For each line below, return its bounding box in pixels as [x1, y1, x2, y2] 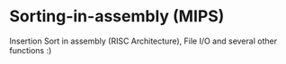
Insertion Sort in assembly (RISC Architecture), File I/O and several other [9, 36, 277, 46]
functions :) [9, 44, 52, 55]
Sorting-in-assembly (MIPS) [9, 6, 225, 27]
